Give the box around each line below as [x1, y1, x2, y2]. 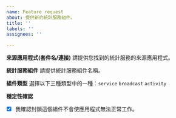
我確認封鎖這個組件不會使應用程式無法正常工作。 [15, 105, 138, 113]
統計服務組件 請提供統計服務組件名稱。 [6, 67, 104, 74]
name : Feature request [6, 8, 64, 15]
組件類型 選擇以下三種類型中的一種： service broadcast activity [6, 80, 167, 87]
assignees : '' [6, 31, 42, 38]
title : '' [6, 20, 32, 26]
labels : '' [6, 25, 34, 32]
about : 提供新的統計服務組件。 [6, 15, 75, 21]
